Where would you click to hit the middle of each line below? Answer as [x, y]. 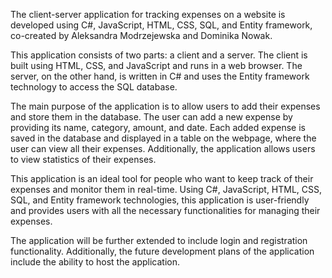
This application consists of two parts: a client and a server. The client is [159, 55]
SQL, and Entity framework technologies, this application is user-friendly [160, 200]
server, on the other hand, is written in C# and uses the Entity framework [160, 76]
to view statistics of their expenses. [83, 159]
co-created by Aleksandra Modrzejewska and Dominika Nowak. [141, 35]
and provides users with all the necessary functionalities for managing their [165, 210]
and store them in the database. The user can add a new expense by [151, 117]
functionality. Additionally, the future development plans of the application [162, 251]
